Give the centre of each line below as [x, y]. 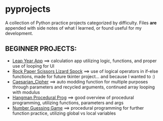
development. [19, 33]
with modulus [26, 92]
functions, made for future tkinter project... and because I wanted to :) [83, 76]
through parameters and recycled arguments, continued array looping [83, 87]
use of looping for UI [33, 66]
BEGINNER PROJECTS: [41, 49]
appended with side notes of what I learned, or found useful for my [74, 28]
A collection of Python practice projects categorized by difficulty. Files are [81, 23]
